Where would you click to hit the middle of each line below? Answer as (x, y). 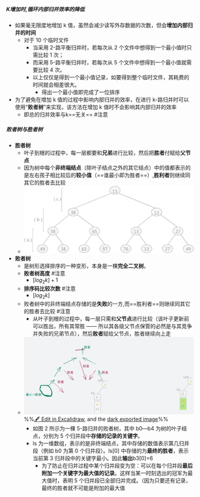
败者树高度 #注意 (44, 273)
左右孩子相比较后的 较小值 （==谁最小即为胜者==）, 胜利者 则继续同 (110, 175)
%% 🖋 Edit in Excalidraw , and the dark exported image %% (96, 419)
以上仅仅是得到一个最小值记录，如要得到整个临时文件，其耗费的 (111, 77)
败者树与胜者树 (24, 129)
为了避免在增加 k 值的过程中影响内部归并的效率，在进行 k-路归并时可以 (102, 99)
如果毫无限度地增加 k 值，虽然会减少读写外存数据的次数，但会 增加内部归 (104, 25)
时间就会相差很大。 (56, 85)
